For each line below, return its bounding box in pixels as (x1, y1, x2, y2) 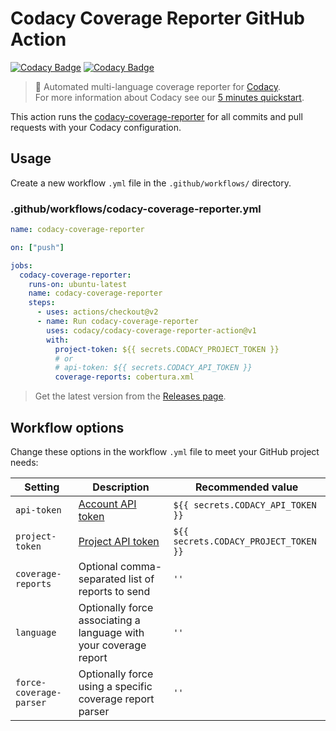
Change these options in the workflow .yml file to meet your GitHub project (10, 445, 320, 457)
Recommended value (195, 480, 299, 494)
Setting (24, 480, 60, 494)
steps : (28, 298, 56, 308)
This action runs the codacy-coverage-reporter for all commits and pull (10, 110, 303, 122)
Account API (78, 497, 137, 511)
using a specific (78, 679, 153, 693)
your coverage (78, 638, 147, 652)
